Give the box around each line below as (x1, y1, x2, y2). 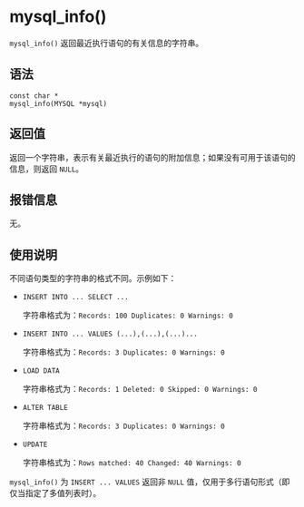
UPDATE (22, 440, 48, 450)
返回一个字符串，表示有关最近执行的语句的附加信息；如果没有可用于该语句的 (9, 151, 296, 162)
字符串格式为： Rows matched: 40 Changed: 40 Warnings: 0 (22, 457, 242, 468)
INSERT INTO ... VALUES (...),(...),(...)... (22, 329, 198, 339)
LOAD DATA (22, 366, 61, 375)
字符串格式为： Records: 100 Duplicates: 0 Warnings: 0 (22, 310, 233, 321)
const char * (9, 91, 59, 101)
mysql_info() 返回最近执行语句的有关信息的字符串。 (9, 37, 204, 48)
